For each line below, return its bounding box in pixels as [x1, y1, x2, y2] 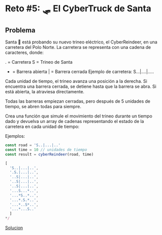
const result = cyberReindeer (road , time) [5, 152, 94, 157]
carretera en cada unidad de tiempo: [5, 123, 80, 129]
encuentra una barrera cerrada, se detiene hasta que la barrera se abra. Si [5, 83, 157, 89]
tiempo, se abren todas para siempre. [5, 104, 81, 109]
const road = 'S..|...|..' [5, 143, 61, 148]
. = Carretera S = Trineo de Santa [5, 59, 73, 65]
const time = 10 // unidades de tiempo [5, 147, 87, 152]
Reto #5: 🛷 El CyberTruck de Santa [5, 3, 152, 14]
